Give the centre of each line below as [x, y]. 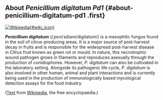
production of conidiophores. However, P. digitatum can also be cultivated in [82, 62]
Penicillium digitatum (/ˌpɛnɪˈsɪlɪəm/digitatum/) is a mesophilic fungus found [82, 36]
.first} [96, 16]
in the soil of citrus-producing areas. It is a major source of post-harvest [77, 42]
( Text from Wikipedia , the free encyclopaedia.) [52, 92]
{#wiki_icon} [42, 27]
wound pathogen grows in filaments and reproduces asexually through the [80, 57]
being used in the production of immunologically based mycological [73, 78]
